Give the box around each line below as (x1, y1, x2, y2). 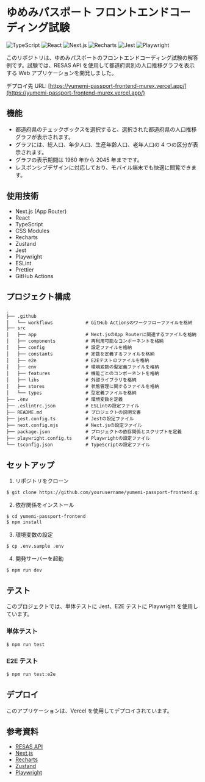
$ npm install (6, 519, 43, 525)
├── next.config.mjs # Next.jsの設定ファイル (6, 422, 142, 429)
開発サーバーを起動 (15, 554, 64, 562)
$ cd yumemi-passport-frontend (6, 514, 86, 520)
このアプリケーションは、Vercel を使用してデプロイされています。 (6, 707, 173, 714)
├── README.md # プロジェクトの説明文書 (6, 409, 142, 415)
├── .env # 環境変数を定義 (6, 396, 123, 403)
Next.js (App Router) (15, 207, 67, 215)
